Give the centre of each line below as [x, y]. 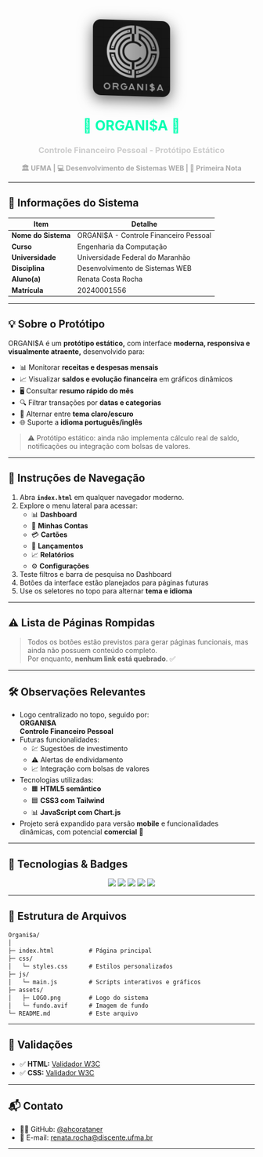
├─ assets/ [26, 990]
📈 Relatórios [52, 554]
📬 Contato [36, 1106]
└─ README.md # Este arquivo [73, 1013]
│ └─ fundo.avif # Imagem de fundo [78, 1006]
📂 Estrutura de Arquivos [68, 916]
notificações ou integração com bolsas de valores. [109, 446]
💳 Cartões [49, 535]
